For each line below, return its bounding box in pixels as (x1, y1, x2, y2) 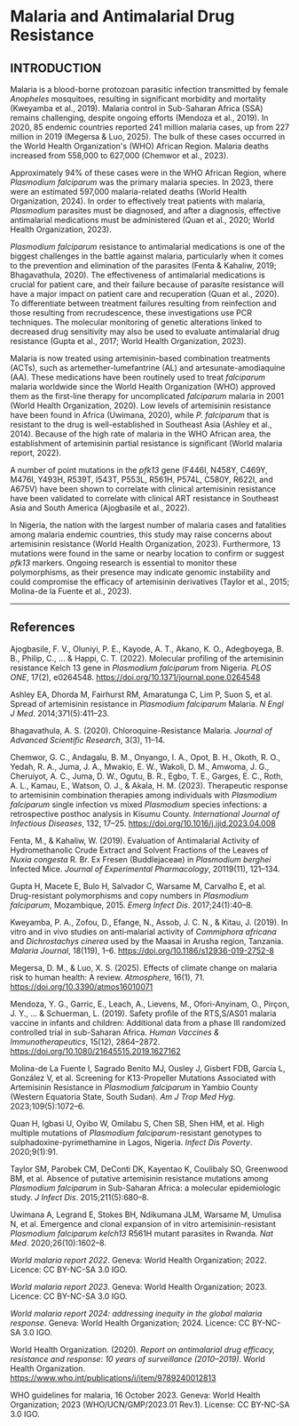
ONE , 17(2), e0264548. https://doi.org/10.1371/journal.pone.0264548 (10, 671, 261, 682)
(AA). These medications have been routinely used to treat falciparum (10, 372, 265, 382)
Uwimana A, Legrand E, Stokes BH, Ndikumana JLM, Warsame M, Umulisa (10, 1209, 282, 1220)
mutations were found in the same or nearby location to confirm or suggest (10, 549, 285, 558)
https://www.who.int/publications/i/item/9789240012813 (10, 1372, 216, 1383)
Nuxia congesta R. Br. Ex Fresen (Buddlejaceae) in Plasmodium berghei (10, 853, 271, 864)
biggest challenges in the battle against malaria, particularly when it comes (10, 251, 284, 261)
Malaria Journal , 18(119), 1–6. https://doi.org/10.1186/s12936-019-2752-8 (10, 945, 274, 956)
